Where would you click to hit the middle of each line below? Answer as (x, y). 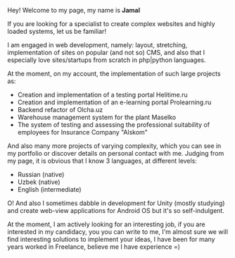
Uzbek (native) (39, 182)
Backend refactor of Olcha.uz (60, 110)
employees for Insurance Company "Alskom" (82, 132)
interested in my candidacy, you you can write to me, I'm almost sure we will (118, 232)
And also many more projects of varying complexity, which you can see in (114, 146)
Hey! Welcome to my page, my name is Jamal (74, 10)
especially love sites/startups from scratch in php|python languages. (107, 60)
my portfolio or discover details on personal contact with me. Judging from (116, 153)
